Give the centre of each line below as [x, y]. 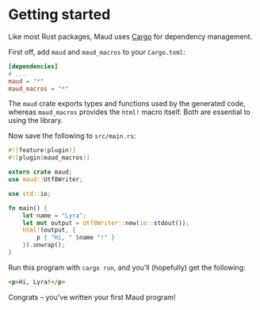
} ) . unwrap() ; [44, 245]
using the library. [36, 121]
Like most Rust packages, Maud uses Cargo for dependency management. [130, 36]
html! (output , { [50, 230]
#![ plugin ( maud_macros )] [49, 158]
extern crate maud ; [40, 172]
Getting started [59, 15]
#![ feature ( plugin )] [42, 151]
